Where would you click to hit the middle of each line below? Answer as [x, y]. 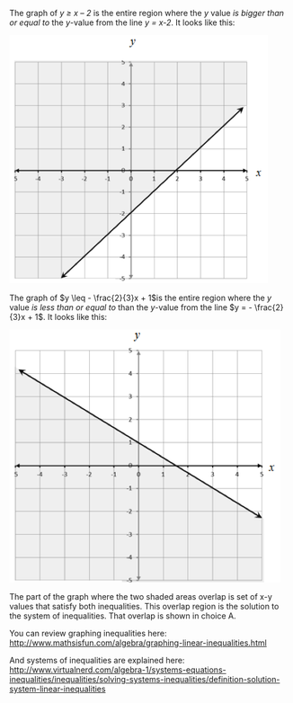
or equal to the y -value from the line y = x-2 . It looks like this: [122, 22]
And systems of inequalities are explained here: [97, 660]
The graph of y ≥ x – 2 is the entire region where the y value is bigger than [147, 13]
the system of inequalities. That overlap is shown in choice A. [123, 616]
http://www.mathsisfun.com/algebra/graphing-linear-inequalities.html [138, 643]
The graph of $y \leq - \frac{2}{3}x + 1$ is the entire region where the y [141, 298]
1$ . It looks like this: [71, 317]
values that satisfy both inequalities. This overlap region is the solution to [144, 606]
